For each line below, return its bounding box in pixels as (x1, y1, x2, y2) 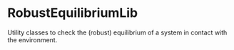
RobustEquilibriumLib (7, 5, 138, 21)
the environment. (7, 35, 58, 44)
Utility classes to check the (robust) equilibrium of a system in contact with (7, 28, 228, 37)
